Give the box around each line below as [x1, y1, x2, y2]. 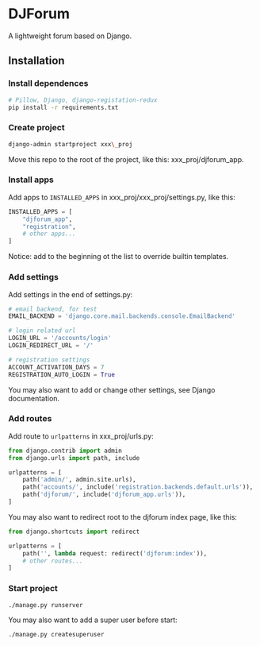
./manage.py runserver [8, 601, 83, 609]
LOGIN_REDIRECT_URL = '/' [8, 342, 94, 350]
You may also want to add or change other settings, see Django [8, 385, 216, 394]
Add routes [8, 413, 52, 424]
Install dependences [8, 78, 89, 89]
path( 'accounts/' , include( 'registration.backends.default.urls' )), [22, 483, 254, 491]
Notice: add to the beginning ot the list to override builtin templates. [8, 252, 229, 261]
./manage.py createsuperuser [8, 631, 105, 639]
